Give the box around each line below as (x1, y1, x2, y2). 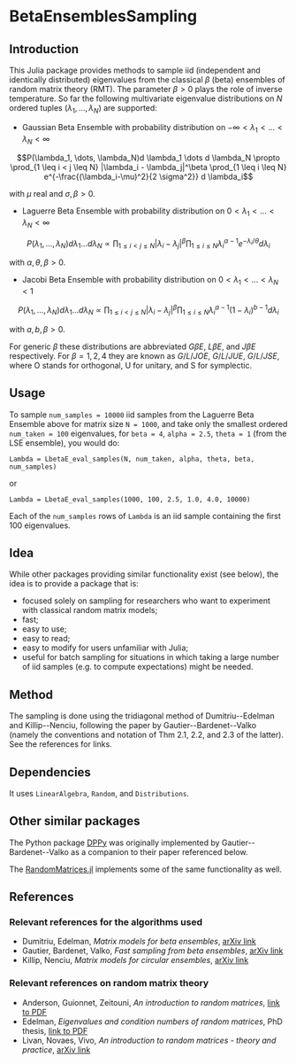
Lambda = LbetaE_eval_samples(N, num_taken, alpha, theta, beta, (9, 454, 254, 463)
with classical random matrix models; (21, 605, 158, 616)
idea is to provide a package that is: (9, 579, 139, 589)
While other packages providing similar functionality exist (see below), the (9, 569, 279, 579)
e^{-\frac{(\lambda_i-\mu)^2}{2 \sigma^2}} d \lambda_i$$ (43, 171, 254, 183)
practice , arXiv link (21, 1044, 91, 1055)
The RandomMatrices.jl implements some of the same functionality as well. (9, 864, 283, 874)
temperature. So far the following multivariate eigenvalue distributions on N (9, 93, 283, 104)
